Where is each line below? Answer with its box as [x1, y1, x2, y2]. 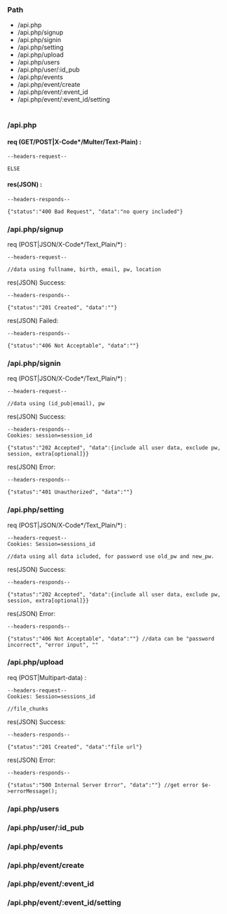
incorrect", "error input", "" [7, 641, 99, 648]
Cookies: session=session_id [7, 432, 92, 439]
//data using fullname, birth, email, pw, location [7, 266, 161, 273]
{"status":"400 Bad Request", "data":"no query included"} [7, 208, 184, 215]
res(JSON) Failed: [7, 316, 59, 325]
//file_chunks [7, 705, 49, 712]
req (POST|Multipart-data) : [7, 673, 87, 681]
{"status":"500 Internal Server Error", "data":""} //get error [7, 782, 199, 789]
